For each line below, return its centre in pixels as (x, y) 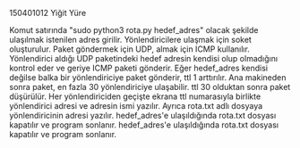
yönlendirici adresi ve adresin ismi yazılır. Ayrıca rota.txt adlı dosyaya (136, 106)
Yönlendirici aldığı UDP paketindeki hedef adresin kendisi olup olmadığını (144, 58)
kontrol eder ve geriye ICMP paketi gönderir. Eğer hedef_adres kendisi (139, 68)
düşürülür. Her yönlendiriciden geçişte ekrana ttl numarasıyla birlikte (135, 96)
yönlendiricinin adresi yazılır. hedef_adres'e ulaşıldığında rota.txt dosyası (143, 115)
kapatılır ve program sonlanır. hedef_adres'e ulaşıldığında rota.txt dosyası (144, 125)
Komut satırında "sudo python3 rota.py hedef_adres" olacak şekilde (134, 30)
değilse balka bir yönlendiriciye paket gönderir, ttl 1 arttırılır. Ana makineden (148, 78)
